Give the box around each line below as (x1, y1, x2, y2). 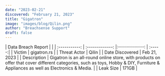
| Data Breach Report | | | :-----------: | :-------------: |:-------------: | (5, 44, 148, 50)
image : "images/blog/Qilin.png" (5, 21, 72, 26)
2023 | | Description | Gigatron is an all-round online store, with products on (5, 55, 161, 60)
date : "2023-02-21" (5, 7, 46, 12)
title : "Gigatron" (5, 16, 43, 21)
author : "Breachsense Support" (5, 26, 70, 31)
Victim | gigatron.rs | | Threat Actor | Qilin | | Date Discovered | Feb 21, (13, 49, 157, 55)
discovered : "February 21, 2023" (5, 12, 75, 17)
